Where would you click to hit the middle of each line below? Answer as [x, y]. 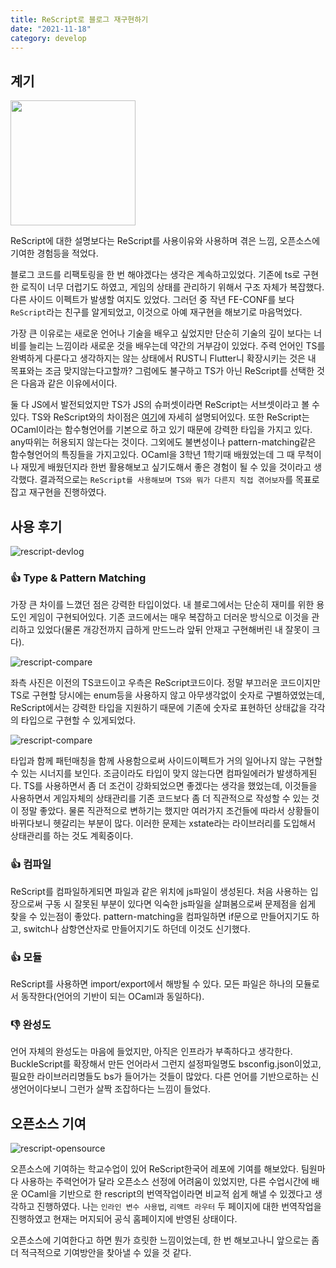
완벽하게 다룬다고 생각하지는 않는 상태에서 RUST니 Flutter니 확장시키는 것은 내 [163, 358]
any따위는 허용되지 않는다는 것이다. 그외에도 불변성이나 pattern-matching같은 [163, 442]
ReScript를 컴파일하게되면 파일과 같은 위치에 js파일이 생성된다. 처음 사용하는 [159, 891]
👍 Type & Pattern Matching [78, 578]
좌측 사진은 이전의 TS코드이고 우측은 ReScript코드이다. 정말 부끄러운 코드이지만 [165, 683]
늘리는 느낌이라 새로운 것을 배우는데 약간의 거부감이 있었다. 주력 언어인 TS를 [177, 346]
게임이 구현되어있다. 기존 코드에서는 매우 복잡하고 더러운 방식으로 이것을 [169, 617]
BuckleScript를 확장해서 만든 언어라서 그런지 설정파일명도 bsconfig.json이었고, [166, 1064]
